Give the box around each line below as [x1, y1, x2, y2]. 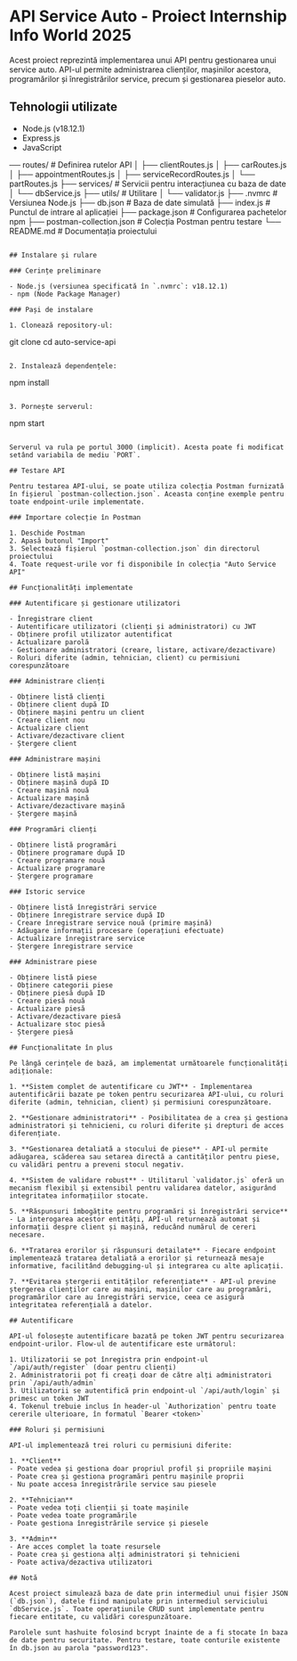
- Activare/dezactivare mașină [9, 801, 125, 810]
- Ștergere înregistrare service [9, 942, 133, 951]
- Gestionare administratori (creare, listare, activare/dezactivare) [9, 645, 277, 654]
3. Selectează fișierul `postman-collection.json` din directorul [9, 544, 261, 553]
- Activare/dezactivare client [9, 731, 125, 740]
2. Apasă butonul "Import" [9, 536, 109, 545]
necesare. [9, 1230, 46, 1240]
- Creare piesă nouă [9, 996, 86, 1005]
